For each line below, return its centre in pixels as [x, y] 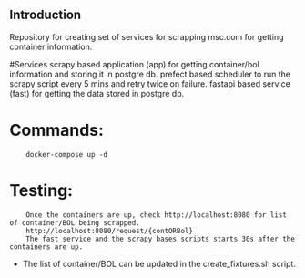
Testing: [41, 190]
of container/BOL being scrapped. [75, 222]
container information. [51, 46]
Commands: [57, 130]
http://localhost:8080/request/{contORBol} [110, 231]
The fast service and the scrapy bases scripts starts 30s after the [161, 239]
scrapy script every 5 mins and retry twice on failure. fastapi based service [150, 83]
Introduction [46, 15]
